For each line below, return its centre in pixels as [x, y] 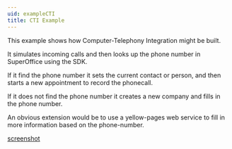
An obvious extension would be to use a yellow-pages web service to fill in [116, 117]
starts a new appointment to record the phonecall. [80, 82]
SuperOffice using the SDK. [47, 61]
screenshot [24, 138]
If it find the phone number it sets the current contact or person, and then [114, 75]
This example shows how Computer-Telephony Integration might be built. [114, 40]
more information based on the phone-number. [76, 124]
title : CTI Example [36, 20]
